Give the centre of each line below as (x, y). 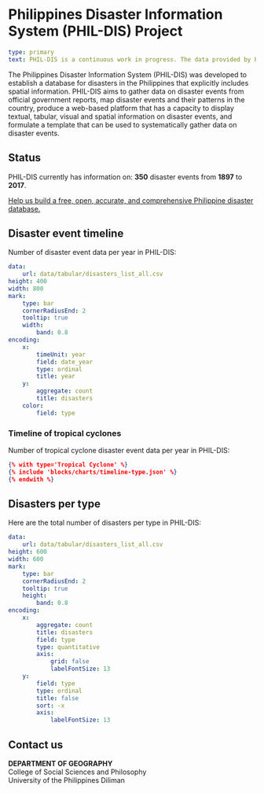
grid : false (70, 662)
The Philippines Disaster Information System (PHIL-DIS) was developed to (128, 74)
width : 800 (26, 289)
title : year (56, 376)
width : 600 (26, 559)
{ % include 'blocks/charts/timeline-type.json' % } (93, 472)
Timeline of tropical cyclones (65, 433)
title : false (58, 698)
